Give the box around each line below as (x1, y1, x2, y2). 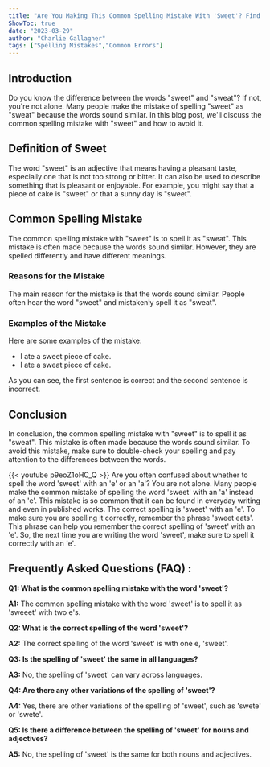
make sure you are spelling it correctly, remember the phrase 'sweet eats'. (8, 513, 254, 522)
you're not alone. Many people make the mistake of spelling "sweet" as (8, 101, 244, 111)
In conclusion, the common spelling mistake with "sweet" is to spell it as (8, 428, 247, 439)
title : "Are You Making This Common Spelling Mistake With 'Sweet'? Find (8, 11, 261, 20)
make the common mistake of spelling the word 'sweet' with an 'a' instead (8, 487, 254, 497)
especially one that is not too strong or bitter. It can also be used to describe (8, 171, 261, 181)
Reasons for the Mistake (8, 270, 106, 282)
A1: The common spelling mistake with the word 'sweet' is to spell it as (8, 599, 243, 608)
